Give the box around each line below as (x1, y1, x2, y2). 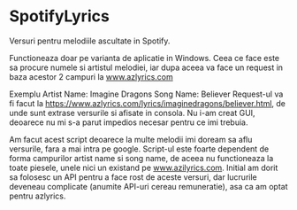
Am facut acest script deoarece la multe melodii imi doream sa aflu (9, 134, 253, 144)
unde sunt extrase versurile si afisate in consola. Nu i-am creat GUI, (9, 107, 255, 118)
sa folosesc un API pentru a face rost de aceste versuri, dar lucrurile (9, 171, 258, 183)
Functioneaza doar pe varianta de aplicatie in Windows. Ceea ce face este (9, 52, 280, 63)
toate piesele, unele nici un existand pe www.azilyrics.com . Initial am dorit (9, 162, 278, 173)
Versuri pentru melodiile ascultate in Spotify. (9, 35, 171, 46)
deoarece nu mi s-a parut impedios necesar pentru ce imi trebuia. (9, 117, 248, 128)
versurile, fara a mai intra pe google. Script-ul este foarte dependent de (9, 144, 270, 154)
